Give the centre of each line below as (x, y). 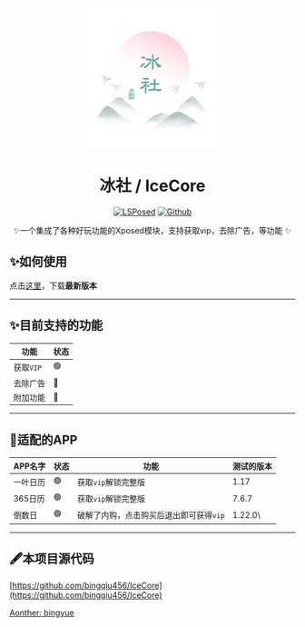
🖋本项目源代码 (52, 559)
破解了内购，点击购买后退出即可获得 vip (151, 515)
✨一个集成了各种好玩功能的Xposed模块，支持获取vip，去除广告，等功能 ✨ (152, 230)
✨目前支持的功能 (56, 326)
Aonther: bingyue (42, 612)
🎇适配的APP (44, 439)
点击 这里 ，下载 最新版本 (53, 285)
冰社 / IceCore (152, 186)
